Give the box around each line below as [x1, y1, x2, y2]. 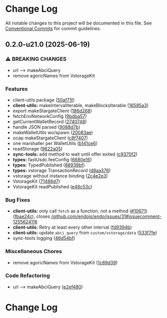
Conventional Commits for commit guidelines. [5, 25, 101, 31]
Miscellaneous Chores [5, 248, 62, 255]
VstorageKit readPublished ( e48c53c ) [12, 183, 92, 189]
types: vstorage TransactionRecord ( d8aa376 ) [12, 167, 111, 174]
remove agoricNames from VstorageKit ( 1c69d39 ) [12, 259, 118, 265]
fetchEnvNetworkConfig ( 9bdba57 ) [12, 113, 87, 119]
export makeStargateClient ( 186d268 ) [12, 108, 92, 114]
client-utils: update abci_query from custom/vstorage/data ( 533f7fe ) [12, 230, 157, 236]
